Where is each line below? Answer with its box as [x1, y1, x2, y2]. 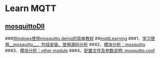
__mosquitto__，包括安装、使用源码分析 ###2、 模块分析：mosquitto [9, 42, 145, 47]
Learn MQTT [5, 3, 57, 14]
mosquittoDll [5, 22, 45, 30]
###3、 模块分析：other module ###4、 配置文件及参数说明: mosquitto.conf [5, 48, 155, 53]
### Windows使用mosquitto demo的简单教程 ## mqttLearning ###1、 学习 [5, 36, 151, 41]
